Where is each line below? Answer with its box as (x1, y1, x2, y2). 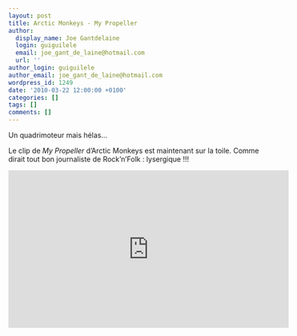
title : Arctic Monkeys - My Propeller (8, 19, 138, 27)
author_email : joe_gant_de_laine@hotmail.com (8, 71, 163, 79)
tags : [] (8, 101, 38, 109)
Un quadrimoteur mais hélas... (8, 130, 108, 140)
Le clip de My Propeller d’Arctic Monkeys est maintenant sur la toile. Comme (8, 146, 259, 155)
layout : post (8, 11, 52, 20)
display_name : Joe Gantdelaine (15, 34, 120, 42)
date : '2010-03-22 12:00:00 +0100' (8, 86, 127, 94)
